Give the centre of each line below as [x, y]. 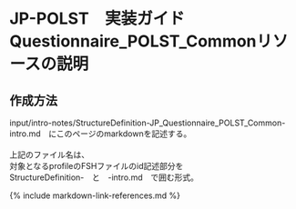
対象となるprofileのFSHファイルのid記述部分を [97, 166]
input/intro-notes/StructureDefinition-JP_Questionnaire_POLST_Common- [148, 123]
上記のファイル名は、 [49, 154]
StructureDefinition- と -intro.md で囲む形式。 [104, 177]
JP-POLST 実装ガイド [97, 19]
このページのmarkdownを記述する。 [124, 134]
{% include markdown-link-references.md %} [95, 195]
